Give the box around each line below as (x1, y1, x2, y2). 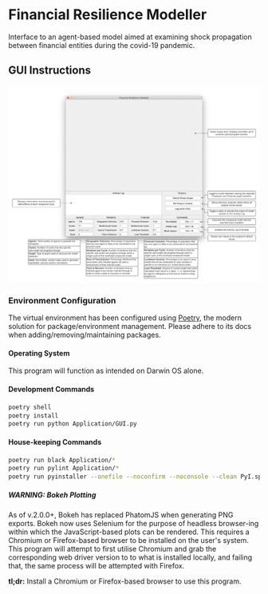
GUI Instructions (8, 64, 92, 77)
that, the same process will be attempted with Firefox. (8, 561, 185, 571)
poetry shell (8, 403, 52, 411)
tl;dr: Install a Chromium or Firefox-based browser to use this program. (8, 576, 242, 586)
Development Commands (8, 385, 95, 394)
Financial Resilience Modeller (8, 6, 207, 24)
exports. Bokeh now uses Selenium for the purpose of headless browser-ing (8, 519, 259, 529)
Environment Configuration (8, 295, 116, 306)
